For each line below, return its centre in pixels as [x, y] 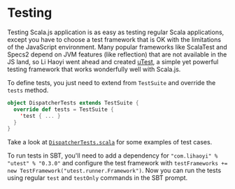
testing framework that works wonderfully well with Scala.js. [94, 69]
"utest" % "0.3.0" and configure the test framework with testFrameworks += [117, 163]
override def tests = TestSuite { [64, 109]
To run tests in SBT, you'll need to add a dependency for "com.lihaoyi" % [113, 156]
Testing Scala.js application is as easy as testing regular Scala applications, [116, 32]
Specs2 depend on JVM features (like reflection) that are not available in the [117, 54]
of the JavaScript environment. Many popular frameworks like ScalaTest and [117, 47]
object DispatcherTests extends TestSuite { [73, 103]
